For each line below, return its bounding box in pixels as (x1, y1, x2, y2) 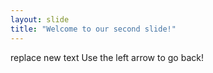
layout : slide (10, 14, 70, 25)
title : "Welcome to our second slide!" (10, 24, 177, 34)
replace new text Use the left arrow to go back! (10, 51, 204, 63)
